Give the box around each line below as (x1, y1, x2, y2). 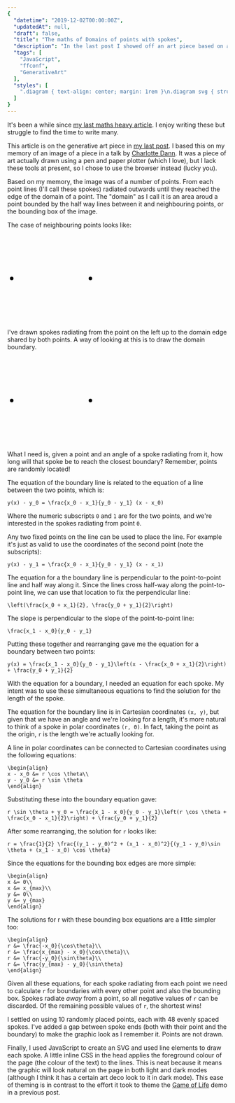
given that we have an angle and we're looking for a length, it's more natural (7, 715, 226, 723)
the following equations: (7, 750, 77, 759)
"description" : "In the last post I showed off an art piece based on (13, 43, 224, 50)
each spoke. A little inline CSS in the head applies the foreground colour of (7, 1051, 222, 1059)
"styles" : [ (13, 82, 49, 89)
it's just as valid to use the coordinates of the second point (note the (7, 540, 204, 548)
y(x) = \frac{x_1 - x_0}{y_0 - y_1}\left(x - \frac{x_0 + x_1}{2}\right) (7, 661, 227, 668)
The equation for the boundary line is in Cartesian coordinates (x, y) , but (7, 708, 220, 716)
